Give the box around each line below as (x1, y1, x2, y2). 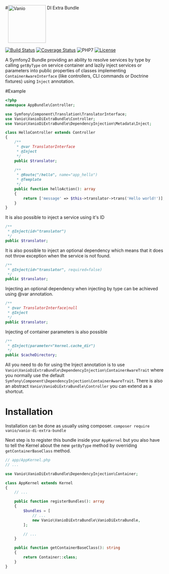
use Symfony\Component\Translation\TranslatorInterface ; (5, 112, 127, 117)
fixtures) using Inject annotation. (5, 78, 74, 84)
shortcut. (5, 389, 24, 395)
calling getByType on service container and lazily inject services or (5, 62, 142, 68)
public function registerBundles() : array (14, 499, 105, 504)
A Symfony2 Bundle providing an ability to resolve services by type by (5, 57, 151, 63)
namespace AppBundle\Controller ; (5, 102, 75, 108)
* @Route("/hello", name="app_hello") (16, 172, 98, 178)
